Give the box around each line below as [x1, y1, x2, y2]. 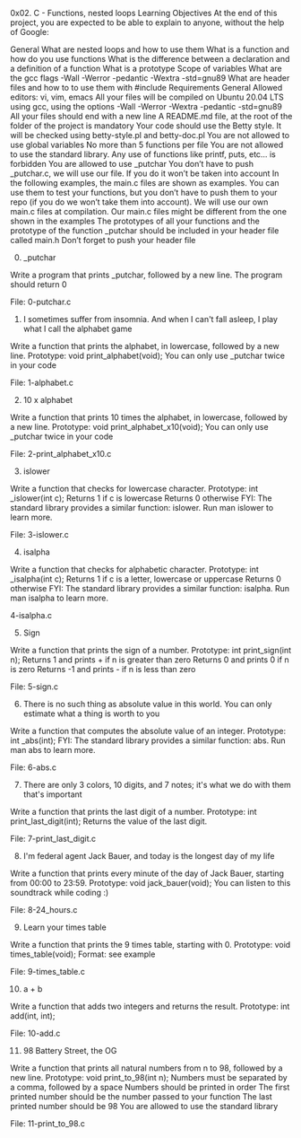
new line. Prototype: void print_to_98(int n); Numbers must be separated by [10, 1072, 288, 1082]
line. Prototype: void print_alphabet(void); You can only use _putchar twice [10, 350, 286, 361]
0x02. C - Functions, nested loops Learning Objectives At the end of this [10, 8, 278, 18]
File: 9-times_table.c [10, 967, 86, 976]
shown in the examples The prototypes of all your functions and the [10, 215, 261, 226]
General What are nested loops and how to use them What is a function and [10, 44, 290, 55]
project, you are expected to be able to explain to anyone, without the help [10, 17, 285, 28]
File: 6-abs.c [10, 762, 57, 773]
